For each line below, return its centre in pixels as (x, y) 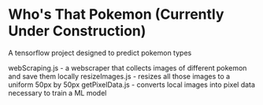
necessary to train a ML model (57, 92)
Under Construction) (77, 31)
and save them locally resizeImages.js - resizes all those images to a (119, 76)
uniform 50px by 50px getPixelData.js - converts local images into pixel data (132, 85)
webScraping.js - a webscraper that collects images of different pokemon (128, 67)
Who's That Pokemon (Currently (116, 14)
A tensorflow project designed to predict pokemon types (100, 52)
